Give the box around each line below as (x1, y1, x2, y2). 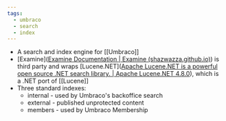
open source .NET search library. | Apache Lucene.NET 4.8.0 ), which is (16, 70, 219, 78)
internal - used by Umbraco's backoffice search (27, 92, 163, 100)
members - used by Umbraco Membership (27, 106, 148, 114)
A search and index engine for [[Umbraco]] (16, 48, 139, 56)
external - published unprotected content (27, 98, 144, 107)
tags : (7, 10, 23, 17)
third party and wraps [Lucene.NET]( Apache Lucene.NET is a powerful (16, 62, 218, 70)
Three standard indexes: (16, 84, 87, 92)
